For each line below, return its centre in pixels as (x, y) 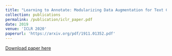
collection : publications (33, 15)
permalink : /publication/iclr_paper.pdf (49, 19)
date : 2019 (17, 24)
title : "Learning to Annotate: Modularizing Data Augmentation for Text (84, 10)
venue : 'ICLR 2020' (26, 29)
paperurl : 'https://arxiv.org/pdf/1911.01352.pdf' (60, 34)
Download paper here (28, 48)
